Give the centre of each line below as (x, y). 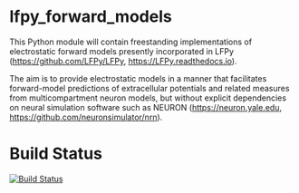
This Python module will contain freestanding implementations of (130, 42)
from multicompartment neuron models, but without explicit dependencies (148, 98)
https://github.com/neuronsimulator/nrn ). (86, 117)
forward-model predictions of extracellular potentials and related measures (149, 88)
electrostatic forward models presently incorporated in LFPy (121, 51)
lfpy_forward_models (91, 17)
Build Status (56, 154)
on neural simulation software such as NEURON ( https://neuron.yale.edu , (146, 107)
